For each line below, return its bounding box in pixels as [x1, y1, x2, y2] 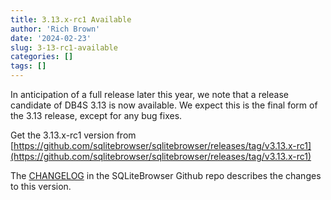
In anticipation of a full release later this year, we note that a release [10, 89, 289, 100]
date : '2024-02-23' [10, 33, 92, 43]
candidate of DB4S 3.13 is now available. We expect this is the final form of [10, 99, 318, 111]
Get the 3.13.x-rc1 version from [10, 129, 137, 141]
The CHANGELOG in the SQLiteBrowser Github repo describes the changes [10, 170, 322, 181]
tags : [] [10, 61, 47, 71]
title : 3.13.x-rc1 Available [10, 14, 132, 25]
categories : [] [10, 52, 74, 62]
